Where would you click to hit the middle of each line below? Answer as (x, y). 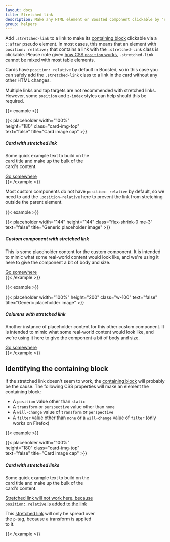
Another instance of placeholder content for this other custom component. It (85, 327)
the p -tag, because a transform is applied (48, 519)
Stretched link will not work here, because (49, 498)
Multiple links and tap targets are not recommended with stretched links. (81, 90)
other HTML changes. (28, 80)
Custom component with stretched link (47, 239)
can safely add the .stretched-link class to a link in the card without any (81, 75)
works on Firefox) (31, 423)
